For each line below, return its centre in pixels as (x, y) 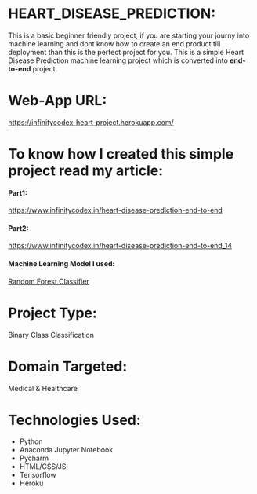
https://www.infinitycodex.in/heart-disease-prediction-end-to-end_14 (120, 246)
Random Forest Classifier (49, 281)
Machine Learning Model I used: (62, 264)
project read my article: (86, 171)
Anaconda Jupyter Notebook (66, 450)
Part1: (18, 192)
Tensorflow (38, 475)
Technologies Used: (74, 420)
